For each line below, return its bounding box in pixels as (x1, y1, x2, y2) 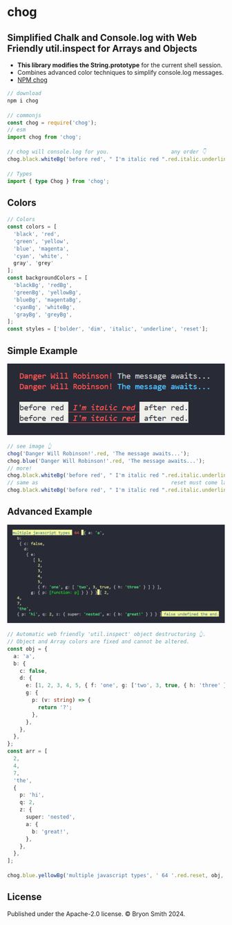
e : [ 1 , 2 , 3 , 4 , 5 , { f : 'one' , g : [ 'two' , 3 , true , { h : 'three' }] (25, 682, 230, 689)
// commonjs (7, 112, 41, 118)
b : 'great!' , (32, 828, 70, 835)
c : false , (19, 667, 48, 674)
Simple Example (7, 344, 78, 357)
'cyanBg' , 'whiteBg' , (13, 303, 76, 310)
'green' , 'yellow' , (13, 238, 70, 245)
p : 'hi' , (19, 791, 45, 799)
